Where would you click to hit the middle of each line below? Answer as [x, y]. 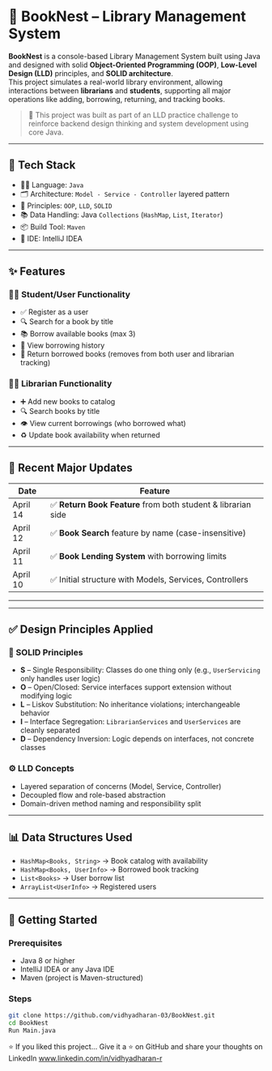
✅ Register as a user [54, 312]
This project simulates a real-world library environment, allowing [116, 82]
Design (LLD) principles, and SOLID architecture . [91, 73]
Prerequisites [35, 943]
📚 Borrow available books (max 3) [78, 334]
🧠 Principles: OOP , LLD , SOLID [66, 205]
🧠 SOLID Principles [46, 652]
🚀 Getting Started [53, 920]
